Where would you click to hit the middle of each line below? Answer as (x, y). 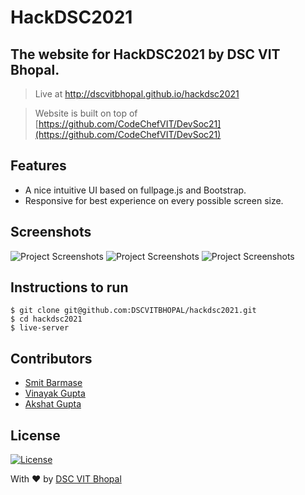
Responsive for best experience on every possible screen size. (154, 200)
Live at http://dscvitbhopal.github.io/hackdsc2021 (137, 94)
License (35, 435)
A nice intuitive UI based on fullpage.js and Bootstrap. (135, 190)
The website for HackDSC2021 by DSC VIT (145, 54)
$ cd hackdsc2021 (46, 319)
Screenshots (51, 232)
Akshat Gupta (53, 404)
